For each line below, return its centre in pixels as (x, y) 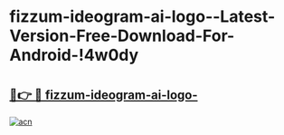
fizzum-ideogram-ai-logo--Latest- (142, 17)
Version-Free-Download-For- (122, 36)
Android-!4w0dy (74, 55)
